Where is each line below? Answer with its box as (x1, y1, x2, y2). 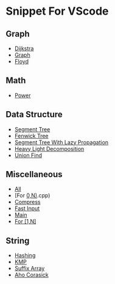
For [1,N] (14, 218, 37, 225)
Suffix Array (14, 264, 45, 272)
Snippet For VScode (5, 4, 109, 18)
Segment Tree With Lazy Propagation (14, 139, 109, 146)
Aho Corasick (14, 271, 49, 279)
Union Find (14, 151, 42, 159)
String (5, 235, 30, 246)
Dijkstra (14, 45, 34, 52)
